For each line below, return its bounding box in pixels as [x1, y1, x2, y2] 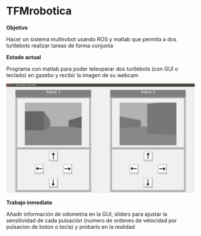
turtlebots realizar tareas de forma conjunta [6, 42, 114, 49]
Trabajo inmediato [6, 199, 53, 206]
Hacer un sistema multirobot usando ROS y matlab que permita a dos [6, 35, 177, 43]
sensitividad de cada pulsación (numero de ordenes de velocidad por [6, 217, 178, 224]
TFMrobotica [6, 4, 72, 18]
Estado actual [6, 53, 41, 60]
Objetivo [6, 24, 28, 31]
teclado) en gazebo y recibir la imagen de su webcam [6, 71, 139, 78]
